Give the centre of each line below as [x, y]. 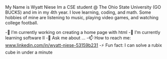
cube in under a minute [29, 52]
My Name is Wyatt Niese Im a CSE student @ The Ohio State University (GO [83, 7]
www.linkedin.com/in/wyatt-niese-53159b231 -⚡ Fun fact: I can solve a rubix [83, 45]
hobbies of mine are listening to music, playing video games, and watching [82, 17]
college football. [22, 23]
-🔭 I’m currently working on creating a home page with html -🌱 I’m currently [83, 32]
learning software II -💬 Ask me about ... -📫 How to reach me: [68, 38]
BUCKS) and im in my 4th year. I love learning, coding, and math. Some [78, 12]
